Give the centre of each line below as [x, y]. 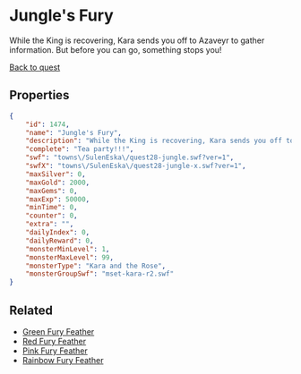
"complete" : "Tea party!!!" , [80, 149]
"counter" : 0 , [52, 216]
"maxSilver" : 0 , [56, 174]
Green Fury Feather [58, 331]
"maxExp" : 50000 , [58, 199]
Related [31, 310]
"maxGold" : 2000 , [58, 183]
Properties [39, 95]
